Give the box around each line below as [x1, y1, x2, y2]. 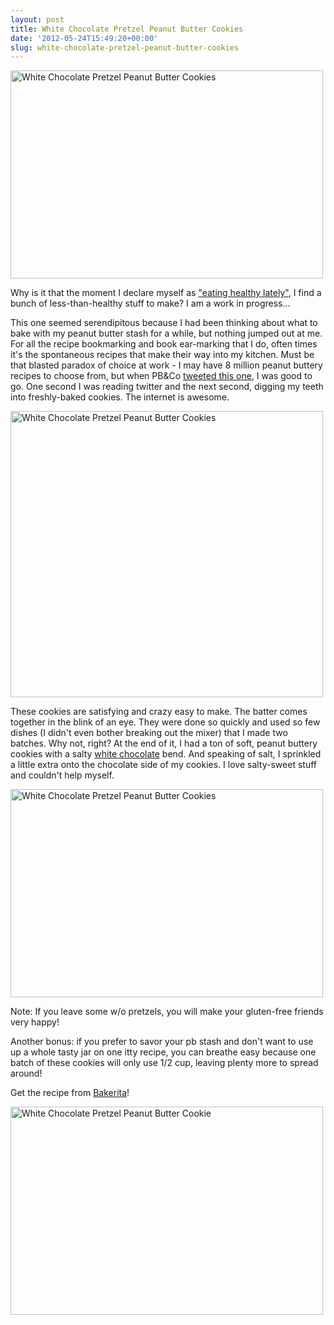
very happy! [10, 1016, 60, 1028]
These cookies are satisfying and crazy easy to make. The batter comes [10, 706, 308, 718]
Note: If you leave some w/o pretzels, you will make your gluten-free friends [10, 1006, 324, 1018]
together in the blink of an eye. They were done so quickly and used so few [10, 716, 321, 728]
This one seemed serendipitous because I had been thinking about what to [10, 317, 318, 329]
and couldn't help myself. [10, 769, 115, 781]
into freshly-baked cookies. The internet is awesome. [10, 391, 230, 403]
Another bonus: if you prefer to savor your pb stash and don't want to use [10, 1036, 314, 1048]
